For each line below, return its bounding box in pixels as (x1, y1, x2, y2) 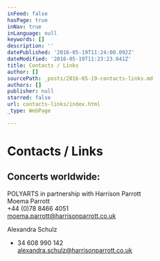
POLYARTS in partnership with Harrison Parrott (7, 189, 141, 198)
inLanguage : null (7, 29, 57, 37)
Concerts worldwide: (7, 171, 100, 183)
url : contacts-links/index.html (7, 101, 100, 108)
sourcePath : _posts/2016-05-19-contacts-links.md (7, 74, 154, 82)
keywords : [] (7, 36, 45, 43)
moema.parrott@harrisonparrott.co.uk (7, 212, 116, 220)
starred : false (7, 95, 51, 102)
